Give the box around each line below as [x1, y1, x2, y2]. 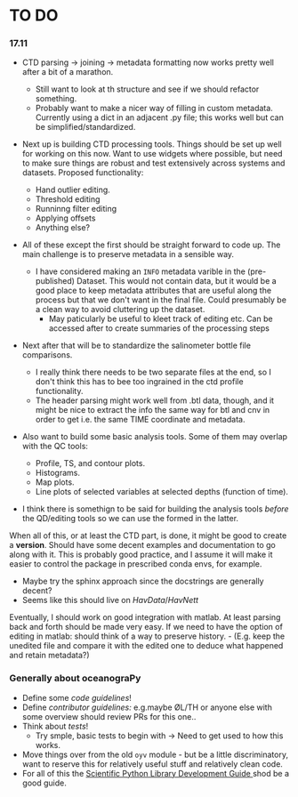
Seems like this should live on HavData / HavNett [21, 595, 198, 606]
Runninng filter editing [35, 204, 117, 214]
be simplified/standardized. [35, 122, 136, 133]
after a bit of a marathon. [21, 67, 114, 77]
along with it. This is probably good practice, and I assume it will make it [9, 549, 273, 560]
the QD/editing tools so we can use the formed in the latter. [21, 513, 238, 524]
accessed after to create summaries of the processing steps [48, 323, 270, 334]
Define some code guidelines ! [21, 692, 132, 703]
